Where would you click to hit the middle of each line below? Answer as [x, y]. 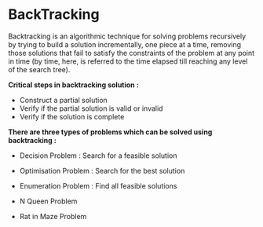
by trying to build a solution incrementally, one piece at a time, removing [125, 44]
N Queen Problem [48, 201]
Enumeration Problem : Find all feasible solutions [98, 185]
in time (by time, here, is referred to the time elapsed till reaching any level [128, 61]
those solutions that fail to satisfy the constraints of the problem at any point [131, 53]
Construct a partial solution [63, 100]
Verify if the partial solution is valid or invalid [91, 108]
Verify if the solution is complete [72, 116]
